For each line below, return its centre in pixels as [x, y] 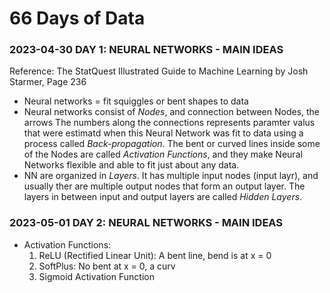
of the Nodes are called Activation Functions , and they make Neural [163, 154]
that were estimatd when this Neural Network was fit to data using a [163, 133]
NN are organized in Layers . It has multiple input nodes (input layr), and [171, 176]
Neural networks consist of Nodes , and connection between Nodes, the [172, 112]
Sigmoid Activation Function [96, 276]
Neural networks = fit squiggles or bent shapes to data [136, 101]
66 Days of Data [77, 18]
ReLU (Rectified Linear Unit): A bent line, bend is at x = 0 [155, 255]
